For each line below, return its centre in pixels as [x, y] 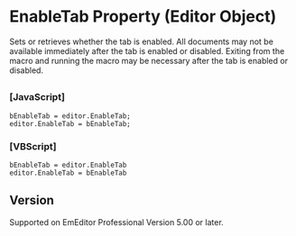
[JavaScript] [37, 97]
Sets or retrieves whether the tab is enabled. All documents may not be [141, 41]
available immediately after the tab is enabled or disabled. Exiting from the [147, 50]
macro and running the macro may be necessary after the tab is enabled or [149, 60]
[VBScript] [33, 146]
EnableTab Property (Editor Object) [143, 17]
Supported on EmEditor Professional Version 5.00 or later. [116, 222]
